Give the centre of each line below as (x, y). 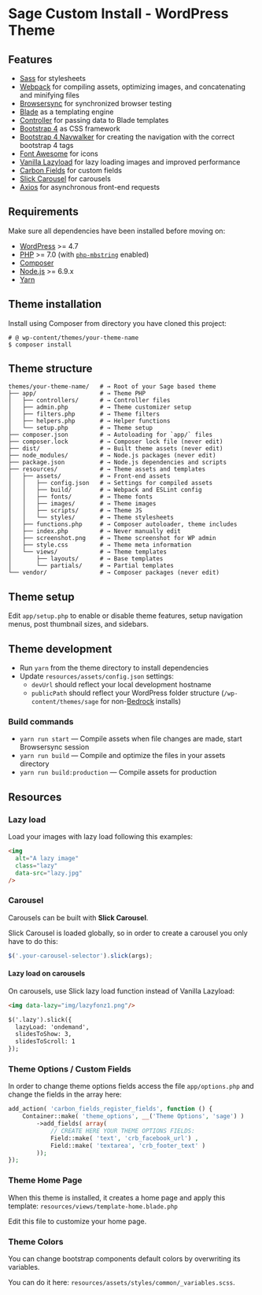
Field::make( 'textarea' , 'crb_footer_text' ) (128, 1145)
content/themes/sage (65, 702)
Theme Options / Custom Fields (70, 1069)
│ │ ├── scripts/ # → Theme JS (76, 511)
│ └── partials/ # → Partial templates (91, 566)
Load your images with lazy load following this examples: (101, 837)
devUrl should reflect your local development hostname (121, 685)
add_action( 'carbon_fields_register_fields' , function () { (111, 1109)
